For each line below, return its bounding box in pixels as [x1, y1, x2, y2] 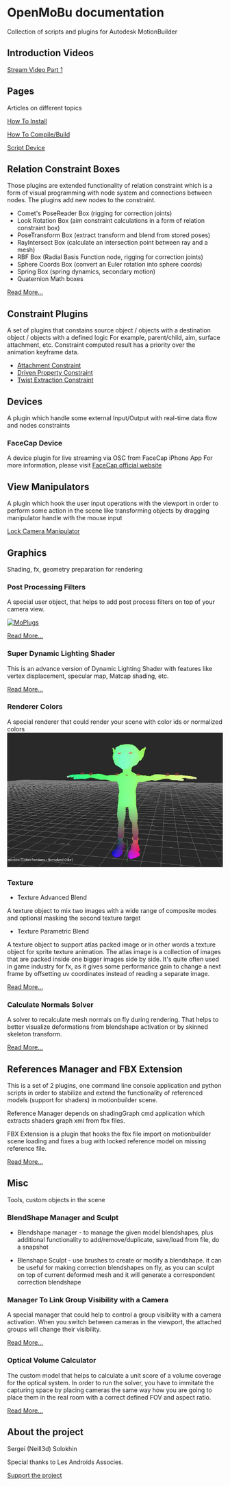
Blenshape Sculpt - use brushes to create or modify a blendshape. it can [16, 1256, 222, 1265]
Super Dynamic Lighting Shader [7, 649, 115, 659]
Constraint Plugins [7, 308, 88, 319]
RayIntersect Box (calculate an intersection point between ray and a [16, 239, 208, 247]
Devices [7, 395, 43, 407]
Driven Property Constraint [16, 369, 94, 377]
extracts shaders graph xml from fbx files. [7, 1117, 125, 1125]
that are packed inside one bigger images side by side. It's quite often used [7, 955, 220, 963]
